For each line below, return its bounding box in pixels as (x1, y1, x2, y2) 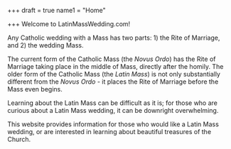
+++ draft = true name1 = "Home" (7, 6, 107, 14)
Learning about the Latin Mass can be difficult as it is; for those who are (7, 99, 218, 107)
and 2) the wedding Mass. (7, 41, 84, 49)
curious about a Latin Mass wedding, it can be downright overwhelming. (7, 106, 219, 114)
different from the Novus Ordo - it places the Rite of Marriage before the (7, 77, 219, 86)
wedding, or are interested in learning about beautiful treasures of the (7, 128, 212, 136)
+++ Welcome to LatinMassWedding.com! (7, 20, 131, 28)
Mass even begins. (7, 85, 63, 93)
